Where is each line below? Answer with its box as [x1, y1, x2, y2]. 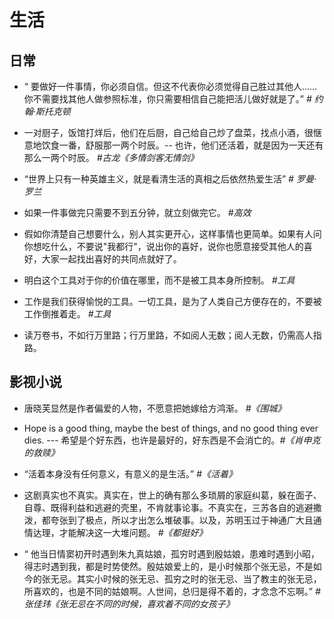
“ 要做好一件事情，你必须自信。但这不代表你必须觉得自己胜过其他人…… [23, 81, 318, 92]
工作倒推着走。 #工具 [23, 308, 112, 320]
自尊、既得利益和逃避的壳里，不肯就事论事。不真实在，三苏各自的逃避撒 [23, 501, 322, 513]
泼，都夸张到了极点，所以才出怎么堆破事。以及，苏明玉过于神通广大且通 [23, 514, 322, 526]
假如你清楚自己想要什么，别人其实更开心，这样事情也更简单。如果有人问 [23, 228, 322, 240]
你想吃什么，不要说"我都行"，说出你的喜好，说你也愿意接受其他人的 [23, 241, 304, 252]
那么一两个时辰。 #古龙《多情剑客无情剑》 [23, 152, 199, 163]
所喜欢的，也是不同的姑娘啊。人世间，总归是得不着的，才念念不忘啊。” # [23, 585, 321, 597]
